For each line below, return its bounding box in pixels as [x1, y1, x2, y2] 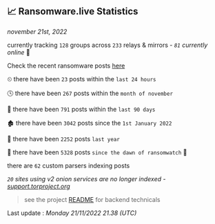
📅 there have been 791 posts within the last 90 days [7, 105, 156, 113]
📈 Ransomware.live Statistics [7, 6, 139, 17]
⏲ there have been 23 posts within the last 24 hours [7, 74, 156, 83]
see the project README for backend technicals [23, 195, 161, 203]
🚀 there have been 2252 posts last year [7, 134, 121, 143]
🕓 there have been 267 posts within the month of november [7, 89, 174, 97]
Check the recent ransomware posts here [7, 61, 125, 70]
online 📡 [7, 48, 30, 57]
